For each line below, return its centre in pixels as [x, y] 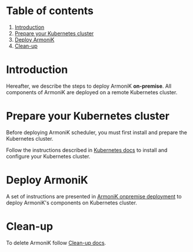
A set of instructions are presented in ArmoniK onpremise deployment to [94, 196]
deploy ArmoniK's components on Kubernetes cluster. [71, 203]
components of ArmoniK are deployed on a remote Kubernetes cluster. [92, 92]
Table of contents [50, 11]
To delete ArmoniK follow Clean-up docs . [56, 243]
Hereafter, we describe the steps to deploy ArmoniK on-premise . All [89, 86]
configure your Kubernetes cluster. [48, 156]
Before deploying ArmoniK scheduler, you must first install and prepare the [96, 132]
